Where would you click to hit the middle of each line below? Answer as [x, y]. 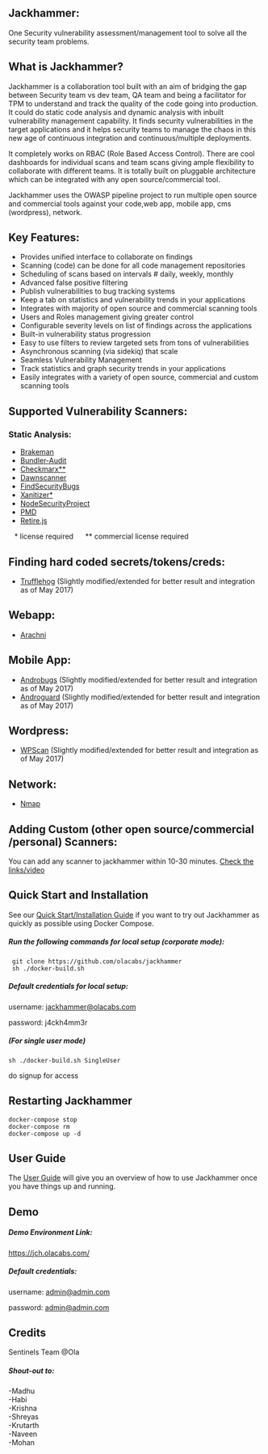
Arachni [33, 635]
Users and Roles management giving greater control [107, 317]
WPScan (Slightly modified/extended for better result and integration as [139, 750]
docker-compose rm [39, 1126]
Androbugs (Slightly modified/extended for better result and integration [138, 679]
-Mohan [21, 1443]
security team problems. [49, 41]
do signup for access [44, 1076]
